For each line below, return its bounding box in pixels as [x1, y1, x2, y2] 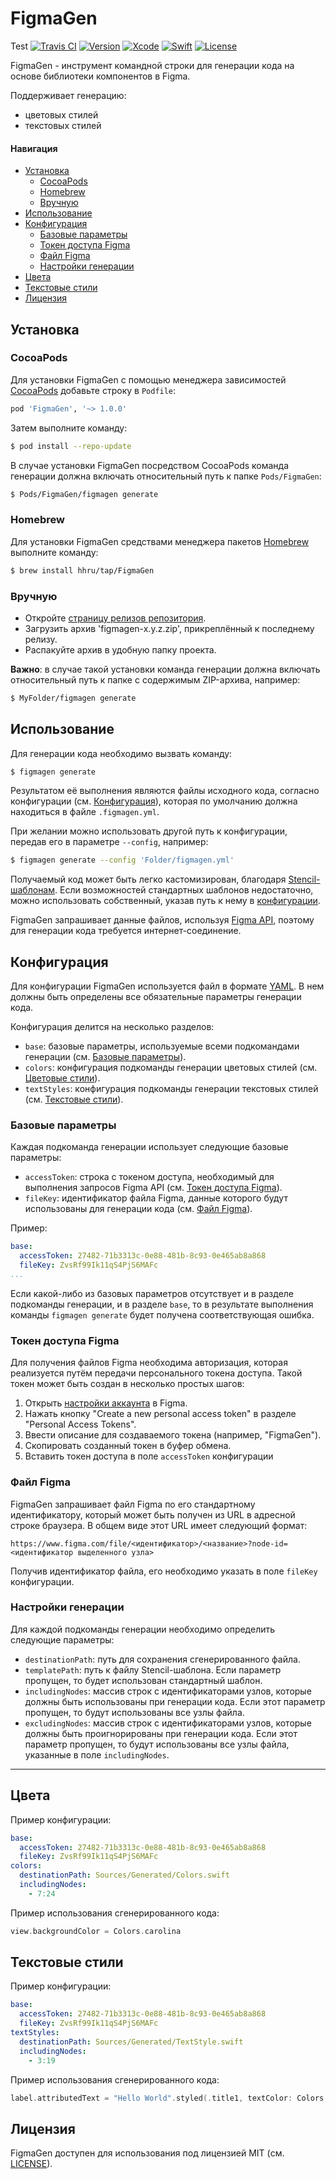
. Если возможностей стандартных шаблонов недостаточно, [54, 884, 314, 896]
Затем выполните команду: [10, 422, 128, 434]
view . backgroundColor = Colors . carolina [10, 1926, 182, 1936]
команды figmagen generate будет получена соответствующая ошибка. [10, 1308, 315, 1321]
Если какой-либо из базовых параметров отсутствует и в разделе [10, 1287, 295, 1299]
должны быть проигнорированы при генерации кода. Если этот [24, 1727, 298, 1739]
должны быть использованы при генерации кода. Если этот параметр [24, 1695, 326, 1707]
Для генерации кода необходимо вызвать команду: [10, 747, 233, 759]
